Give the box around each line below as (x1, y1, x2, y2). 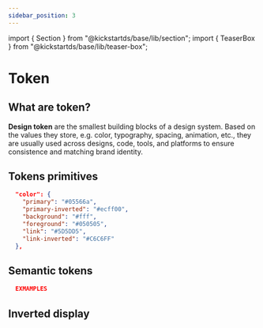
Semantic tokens (8, 264, 93, 277)
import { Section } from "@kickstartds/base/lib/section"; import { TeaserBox (8, 33, 255, 43)
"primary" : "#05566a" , (22, 198, 97, 206)
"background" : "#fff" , (22, 213, 97, 221)
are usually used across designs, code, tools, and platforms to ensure (8, 138, 235, 148)
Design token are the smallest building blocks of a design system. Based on (8, 122, 256, 131)
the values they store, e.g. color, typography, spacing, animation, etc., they (8, 130, 251, 139)
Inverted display (8, 307, 90, 320)
